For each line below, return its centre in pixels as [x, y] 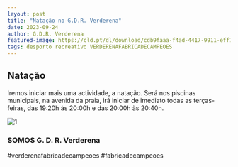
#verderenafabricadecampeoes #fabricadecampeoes [86, 156]
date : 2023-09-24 [33, 27]
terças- [204, 100]
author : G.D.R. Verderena [45, 34]
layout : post [27, 14]
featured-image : [31, 41]
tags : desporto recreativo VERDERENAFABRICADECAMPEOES [90, 47]
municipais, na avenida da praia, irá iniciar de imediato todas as [100, 100]
